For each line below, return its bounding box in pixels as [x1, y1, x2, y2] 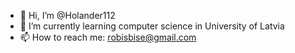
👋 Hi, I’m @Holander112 [19, 10, 116, 21]
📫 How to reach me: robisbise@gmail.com [19, 31, 197, 43]
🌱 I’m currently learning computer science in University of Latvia [19, 20, 285, 32]
